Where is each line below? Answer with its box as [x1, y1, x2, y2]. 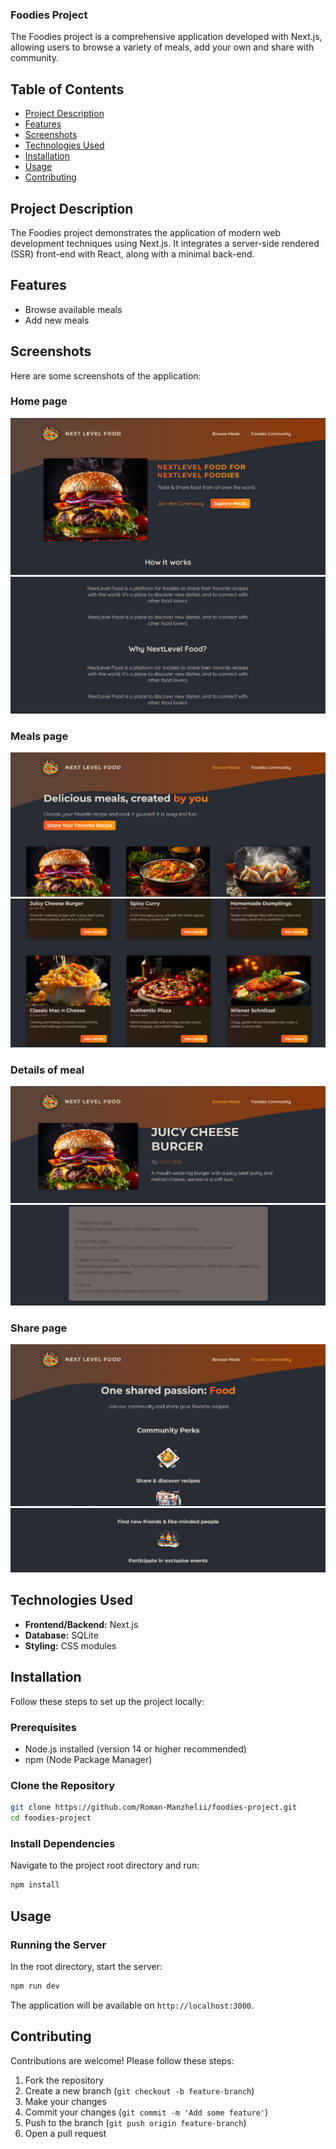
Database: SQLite [24, 1629, 99, 1641]
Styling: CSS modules [24, 1639, 117, 1652]
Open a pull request [24, 2127, 107, 2139]
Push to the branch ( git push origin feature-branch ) [24, 2116, 247, 2128]
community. [10, 52, 59, 64]
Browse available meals [24, 303, 123, 315]
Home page [10, 394, 68, 408]
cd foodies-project [10, 1813, 92, 1823]
